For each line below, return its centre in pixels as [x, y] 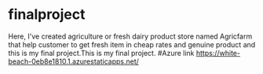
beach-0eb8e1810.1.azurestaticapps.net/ [74, 61]
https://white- [218, 53]
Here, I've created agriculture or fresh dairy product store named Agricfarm [130, 36]
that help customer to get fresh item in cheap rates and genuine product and [132, 44]
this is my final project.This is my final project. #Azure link [101, 53]
